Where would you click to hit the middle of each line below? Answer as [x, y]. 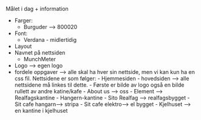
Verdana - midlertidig [50, 40]
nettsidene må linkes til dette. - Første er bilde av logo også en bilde [99, 85]
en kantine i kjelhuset [41, 111]
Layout [23, 46]
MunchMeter [39, 59]
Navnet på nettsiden [40, 53]
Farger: [23, 20]
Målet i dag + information [37, 9]
